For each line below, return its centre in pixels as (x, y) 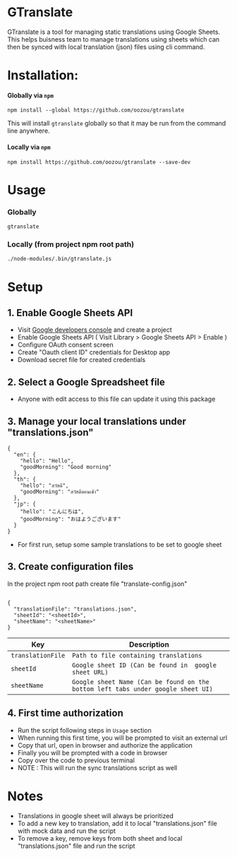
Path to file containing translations (137, 655)
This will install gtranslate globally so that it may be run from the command (117, 124)
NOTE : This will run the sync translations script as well (97, 767)
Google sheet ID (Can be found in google (144, 665)
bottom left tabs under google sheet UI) (142, 689)
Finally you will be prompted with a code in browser (92, 753)
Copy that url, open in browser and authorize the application (105, 745)
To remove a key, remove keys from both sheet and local (100, 838)
